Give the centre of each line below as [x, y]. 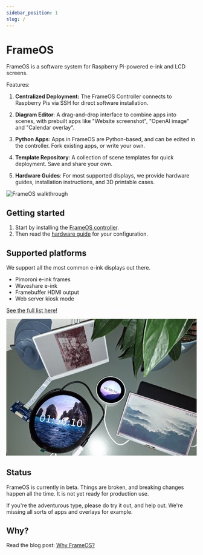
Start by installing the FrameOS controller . [67, 228]
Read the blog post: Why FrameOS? [51, 545]
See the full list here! [32, 311]
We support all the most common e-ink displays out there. [79, 268]
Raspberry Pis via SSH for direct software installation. [82, 103]
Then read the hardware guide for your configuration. [82, 234]
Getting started [36, 213]
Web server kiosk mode [44, 299]
